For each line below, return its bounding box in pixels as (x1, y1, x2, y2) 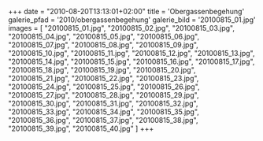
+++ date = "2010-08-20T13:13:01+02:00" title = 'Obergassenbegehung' (8, 7, 245, 16)
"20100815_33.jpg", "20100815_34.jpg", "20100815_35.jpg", (8, 107, 199, 117)
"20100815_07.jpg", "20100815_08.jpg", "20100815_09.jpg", (8, 40, 198, 50)
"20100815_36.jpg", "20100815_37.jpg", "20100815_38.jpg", (8, 116, 198, 124)
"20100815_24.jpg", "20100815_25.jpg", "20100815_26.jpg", (8, 82, 200, 91)
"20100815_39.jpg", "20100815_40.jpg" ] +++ (8, 124, 154, 133)
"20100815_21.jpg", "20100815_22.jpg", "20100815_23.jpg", (8, 74, 199, 83)
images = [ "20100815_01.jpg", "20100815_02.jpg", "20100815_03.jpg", (8, 24, 235, 32)
